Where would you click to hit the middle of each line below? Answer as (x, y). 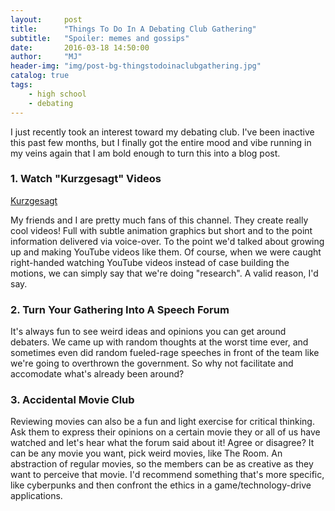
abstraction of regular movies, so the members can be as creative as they (162, 464)
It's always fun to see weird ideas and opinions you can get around (148, 332)
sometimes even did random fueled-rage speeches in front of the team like (165, 353)
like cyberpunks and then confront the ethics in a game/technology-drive (161, 485)
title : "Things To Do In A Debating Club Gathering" (133, 29)
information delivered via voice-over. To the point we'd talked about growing (167, 241)
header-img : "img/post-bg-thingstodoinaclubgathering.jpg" (136, 66)
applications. (36, 496)
